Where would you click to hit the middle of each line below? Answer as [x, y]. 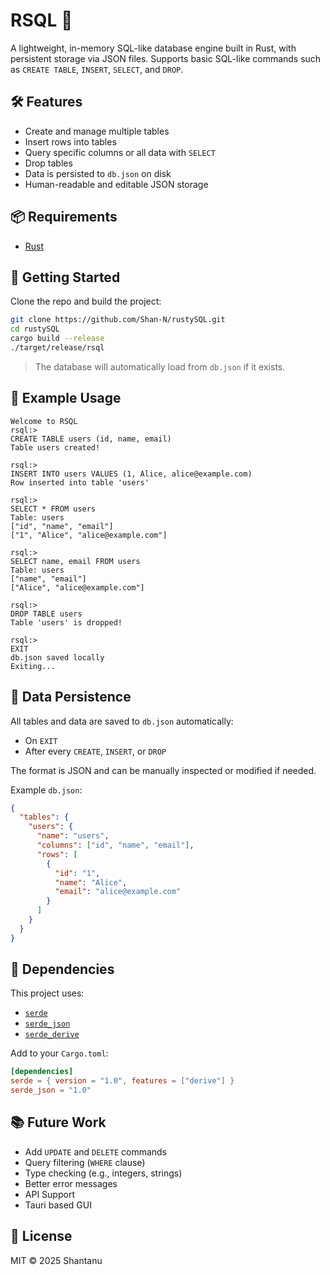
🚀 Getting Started [65, 277]
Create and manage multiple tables [97, 131]
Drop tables [48, 163]
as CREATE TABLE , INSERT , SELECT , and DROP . [97, 69]
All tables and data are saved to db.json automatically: [122, 721]
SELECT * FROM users [53, 509]
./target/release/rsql [57, 348]
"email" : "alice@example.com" [118, 892]
